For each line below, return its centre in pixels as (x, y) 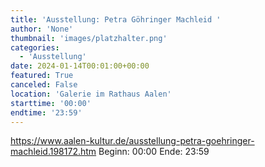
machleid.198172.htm (53, 152)
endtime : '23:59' (46, 112)
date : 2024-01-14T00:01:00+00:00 (80, 66)
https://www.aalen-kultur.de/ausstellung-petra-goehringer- (132, 141)
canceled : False (44, 85)
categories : (35, 47)
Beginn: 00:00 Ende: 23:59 (154, 152)
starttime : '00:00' (51, 103)
